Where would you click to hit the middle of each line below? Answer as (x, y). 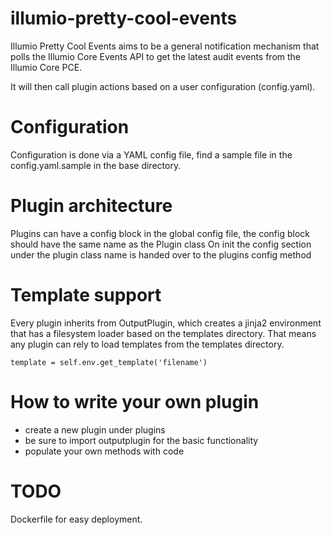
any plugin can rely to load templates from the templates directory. (147, 344)
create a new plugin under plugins (95, 429)
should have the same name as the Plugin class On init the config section (161, 244)
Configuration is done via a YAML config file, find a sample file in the (151, 154)
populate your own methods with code (104, 451)
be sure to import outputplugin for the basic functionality (141, 440)
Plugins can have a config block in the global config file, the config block (160, 233)
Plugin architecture (91, 206)
